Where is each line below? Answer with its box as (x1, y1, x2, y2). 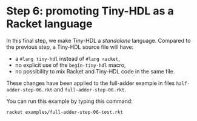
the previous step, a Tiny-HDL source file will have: (6, 43, 134, 51)
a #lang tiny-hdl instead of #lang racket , (15, 55, 120, 62)
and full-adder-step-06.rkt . (53, 85, 126, 93)
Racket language (6, 17, 93, 31)
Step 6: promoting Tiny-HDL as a (6, 4, 174, 18)
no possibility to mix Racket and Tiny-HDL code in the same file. (15, 67, 175, 75)
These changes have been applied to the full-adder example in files (6, 79, 175, 87)
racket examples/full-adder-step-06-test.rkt (6, 109, 123, 115)
